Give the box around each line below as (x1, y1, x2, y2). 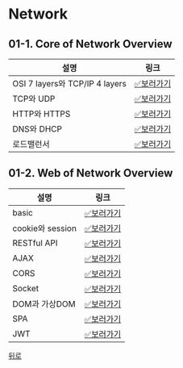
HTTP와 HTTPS (12, 108, 71, 119)
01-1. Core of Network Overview (8, 37, 173, 51)
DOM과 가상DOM (12, 298, 76, 309)
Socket (12, 282, 39, 294)
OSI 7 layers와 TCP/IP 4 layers (12, 78, 127, 89)
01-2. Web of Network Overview (8, 166, 173, 180)
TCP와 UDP (12, 94, 56, 104)
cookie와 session (12, 223, 77, 234)
